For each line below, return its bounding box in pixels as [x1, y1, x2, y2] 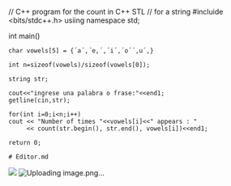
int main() [8, 32, 41, 40]
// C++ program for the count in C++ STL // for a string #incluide [8, 7, 224, 16]
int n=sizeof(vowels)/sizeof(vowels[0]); [8, 61, 151, 69]
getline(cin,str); [8, 96, 71, 104]
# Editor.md [8, 153, 49, 161]
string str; [8, 75, 49, 83]
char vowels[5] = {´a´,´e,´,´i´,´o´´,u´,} [8, 47, 154, 55]
